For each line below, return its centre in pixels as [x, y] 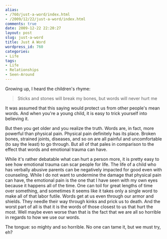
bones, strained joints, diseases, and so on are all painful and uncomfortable [83, 139]
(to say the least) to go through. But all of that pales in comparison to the [80, 144]
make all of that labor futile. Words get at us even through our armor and [79, 196]
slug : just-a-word [24, 38]
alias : [12, 10]
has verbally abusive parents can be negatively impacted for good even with [83, 169]
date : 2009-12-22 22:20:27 [33, 28]
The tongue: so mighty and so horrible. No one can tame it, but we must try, [83, 227]
